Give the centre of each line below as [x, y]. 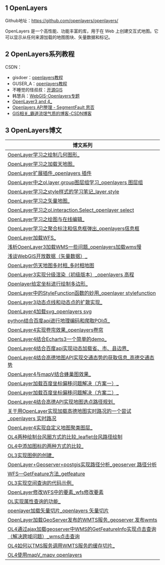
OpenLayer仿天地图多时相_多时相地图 [51, 266]
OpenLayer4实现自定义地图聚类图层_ [50, 428]
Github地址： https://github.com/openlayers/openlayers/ [62, 20]
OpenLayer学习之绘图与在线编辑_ [46, 219]
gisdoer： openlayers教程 [38, 77]
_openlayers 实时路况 [32, 418]
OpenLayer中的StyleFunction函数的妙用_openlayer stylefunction [82, 293]
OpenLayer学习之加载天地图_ [41, 164]
